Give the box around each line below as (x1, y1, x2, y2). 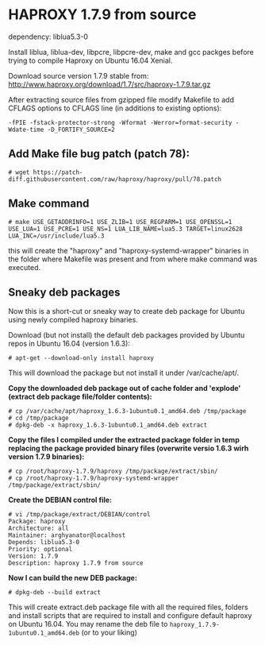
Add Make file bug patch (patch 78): (8, 147, 190, 160)
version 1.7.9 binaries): (8, 452, 85, 462)
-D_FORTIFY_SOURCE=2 (47, 126, 115, 133)
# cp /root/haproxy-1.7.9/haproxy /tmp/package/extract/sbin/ (8, 467, 218, 476)
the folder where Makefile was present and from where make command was (8, 254, 258, 264)
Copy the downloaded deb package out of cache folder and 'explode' (8, 384, 241, 393)
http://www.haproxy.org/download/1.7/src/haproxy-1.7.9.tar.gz (8, 79, 211, 89)
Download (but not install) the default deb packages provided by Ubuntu (8, 330, 245, 340)
